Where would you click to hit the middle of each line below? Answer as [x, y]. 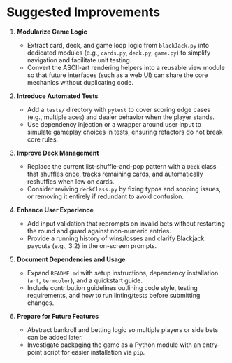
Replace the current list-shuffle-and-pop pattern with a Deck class [122, 166]
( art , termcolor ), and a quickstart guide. [85, 280]
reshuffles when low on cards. [71, 181]
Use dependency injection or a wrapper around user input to [114, 124]
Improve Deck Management [58, 153]
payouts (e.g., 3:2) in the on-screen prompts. [92, 245]
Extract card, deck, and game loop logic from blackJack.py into [118, 45]
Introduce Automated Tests [57, 96]
